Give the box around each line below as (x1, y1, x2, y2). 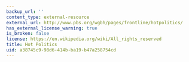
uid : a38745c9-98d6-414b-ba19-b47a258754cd (6, 47, 117, 53)
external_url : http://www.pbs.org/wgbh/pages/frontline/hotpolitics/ (6, 19, 184, 25)
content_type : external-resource (6, 14, 90, 20)
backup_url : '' (6, 8, 44, 15)
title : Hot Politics (6, 42, 58, 48)
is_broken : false (6, 31, 50, 37)
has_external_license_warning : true (6, 25, 97, 31)
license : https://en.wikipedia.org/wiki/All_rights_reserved (6, 36, 162, 42)
